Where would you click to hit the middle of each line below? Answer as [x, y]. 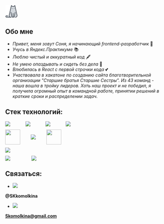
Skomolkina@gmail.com [31, 216]
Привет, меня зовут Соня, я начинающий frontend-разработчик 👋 [83, 43]
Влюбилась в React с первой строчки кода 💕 [60, 69]
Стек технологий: [34, 112]
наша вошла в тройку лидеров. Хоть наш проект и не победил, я [82, 85]
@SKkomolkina [21, 196]
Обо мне [19, 32]
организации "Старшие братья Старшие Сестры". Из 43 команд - [83, 80]
